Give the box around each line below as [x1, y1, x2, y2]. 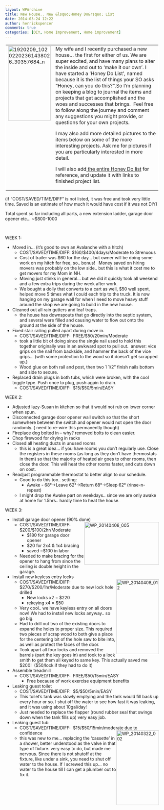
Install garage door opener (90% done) [12, 516, 91, 522]
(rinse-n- [126, 482, 145, 488]
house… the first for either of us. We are [55, 52, 147, 58]
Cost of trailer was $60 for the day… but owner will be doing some [19, 255, 153, 260]
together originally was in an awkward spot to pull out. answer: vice [19, 344, 157, 349]
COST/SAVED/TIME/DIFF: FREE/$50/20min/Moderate [19, 333, 128, 339]
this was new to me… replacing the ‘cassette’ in [19, 736, 115, 741]
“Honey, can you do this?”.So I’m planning [55, 82, 152, 89]
